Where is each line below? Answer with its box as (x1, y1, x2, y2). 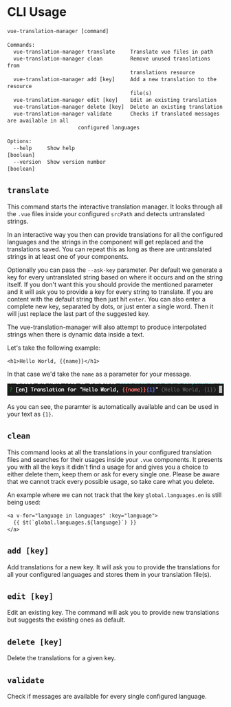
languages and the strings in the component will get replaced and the (7, 238, 204, 246)
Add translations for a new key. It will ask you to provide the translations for (7, 562, 221, 571)
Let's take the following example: (7, 344, 101, 352)
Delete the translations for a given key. (7, 654, 116, 662)
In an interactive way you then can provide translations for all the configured (7, 230, 223, 238)
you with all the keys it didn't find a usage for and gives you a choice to (7, 463, 208, 471)
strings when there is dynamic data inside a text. (7, 330, 144, 338)
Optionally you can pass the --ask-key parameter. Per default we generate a (7, 266, 223, 274)
